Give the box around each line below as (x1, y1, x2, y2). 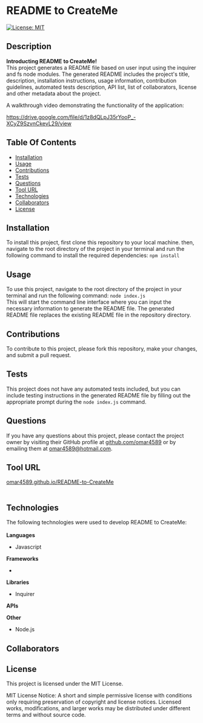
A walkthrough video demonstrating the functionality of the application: (6, 101, 184, 109)
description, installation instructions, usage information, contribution (6, 77, 177, 84)
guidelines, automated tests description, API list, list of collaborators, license (6, 83, 197, 91)
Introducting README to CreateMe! (6, 57, 98, 64)
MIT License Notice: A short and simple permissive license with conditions (6, 692, 192, 699)
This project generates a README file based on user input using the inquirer (6, 64, 196, 71)
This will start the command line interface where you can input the (6, 298, 171, 306)
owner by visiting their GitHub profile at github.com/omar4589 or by (6, 438, 176, 445)
